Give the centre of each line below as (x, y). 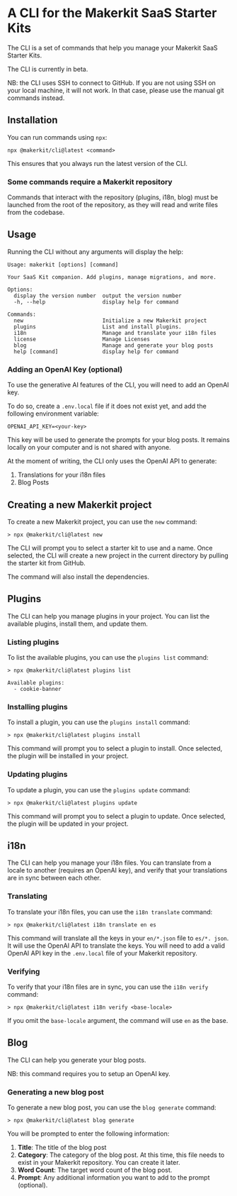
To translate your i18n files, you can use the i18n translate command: (110, 912)
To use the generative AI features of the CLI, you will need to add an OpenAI (118, 385)
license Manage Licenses (82, 339)
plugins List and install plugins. (98, 327)
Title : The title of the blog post (62, 1148)
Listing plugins (33, 642)
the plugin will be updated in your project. (68, 824)
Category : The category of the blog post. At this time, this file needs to (121, 1155)
